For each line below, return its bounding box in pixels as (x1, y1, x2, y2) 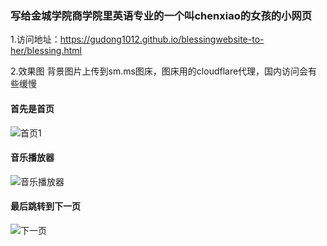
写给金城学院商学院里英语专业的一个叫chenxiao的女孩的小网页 (10, 8, 313, 22)
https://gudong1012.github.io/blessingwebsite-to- (59, 33, 265, 46)
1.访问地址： (10, 33, 61, 46)
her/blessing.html (10, 45, 82, 57)
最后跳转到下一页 (10, 200, 81, 212)
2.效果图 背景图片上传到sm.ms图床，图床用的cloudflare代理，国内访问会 (10, 65, 309, 77)
